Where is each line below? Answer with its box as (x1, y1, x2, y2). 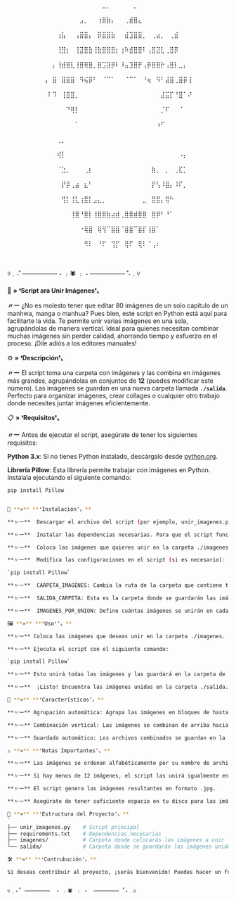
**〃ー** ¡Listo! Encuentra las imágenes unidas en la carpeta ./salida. (7, 683, 229, 691)
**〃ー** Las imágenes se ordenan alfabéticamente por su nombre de (7, 760, 210, 767)
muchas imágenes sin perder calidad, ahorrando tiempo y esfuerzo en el (7, 331, 218, 340)
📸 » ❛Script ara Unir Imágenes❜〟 (7, 286, 103, 295)
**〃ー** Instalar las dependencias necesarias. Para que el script (7, 531, 213, 538)
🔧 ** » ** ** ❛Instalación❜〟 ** (7, 505, 91, 513)
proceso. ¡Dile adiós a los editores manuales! (7, 339, 137, 348)
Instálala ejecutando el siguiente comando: (7, 474, 131, 481)
